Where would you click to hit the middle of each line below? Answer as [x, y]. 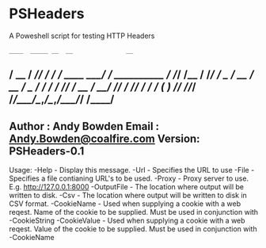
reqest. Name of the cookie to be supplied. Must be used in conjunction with [134, 212]
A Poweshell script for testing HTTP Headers [82, 36]
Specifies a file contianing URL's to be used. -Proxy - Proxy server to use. [129, 178]
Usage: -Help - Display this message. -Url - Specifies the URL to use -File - [132, 170]
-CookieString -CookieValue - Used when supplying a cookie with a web [127, 221]
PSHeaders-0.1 [47, 151]
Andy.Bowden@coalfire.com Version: [104, 138]
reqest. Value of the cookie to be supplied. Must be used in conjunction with [133, 229]
